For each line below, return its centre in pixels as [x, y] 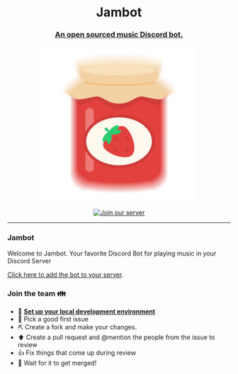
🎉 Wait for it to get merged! [57, 363]
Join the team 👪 [36, 293]
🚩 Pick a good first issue [53, 319]
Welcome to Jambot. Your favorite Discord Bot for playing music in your [112, 253]
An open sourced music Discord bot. [119, 35]
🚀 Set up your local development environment [86, 312]
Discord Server [29, 260]
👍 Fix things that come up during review [77, 353]
